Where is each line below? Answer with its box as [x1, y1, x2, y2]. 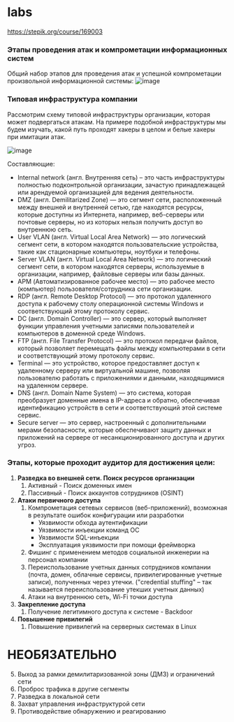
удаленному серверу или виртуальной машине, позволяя [17, 366, 191, 375]
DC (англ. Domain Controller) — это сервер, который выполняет [17, 314, 207, 322]
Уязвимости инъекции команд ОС [38, 526, 140, 534]
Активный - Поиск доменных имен [27, 481, 133, 489]
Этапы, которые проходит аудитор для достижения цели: [7, 458, 215, 468]
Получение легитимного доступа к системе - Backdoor [27, 607, 193, 616]
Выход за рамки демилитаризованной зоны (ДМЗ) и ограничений [17, 670, 215, 678]
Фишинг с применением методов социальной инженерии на [27, 548, 210, 556]
